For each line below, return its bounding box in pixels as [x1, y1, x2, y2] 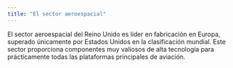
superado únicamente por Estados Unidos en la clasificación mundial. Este [7, 37, 226, 46]
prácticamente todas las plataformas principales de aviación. [7, 52, 186, 61]
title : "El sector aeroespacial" [7, 10, 107, 18]
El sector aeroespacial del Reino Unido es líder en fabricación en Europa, [7, 30, 221, 38]
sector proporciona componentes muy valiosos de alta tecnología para [7, 45, 215, 53]
